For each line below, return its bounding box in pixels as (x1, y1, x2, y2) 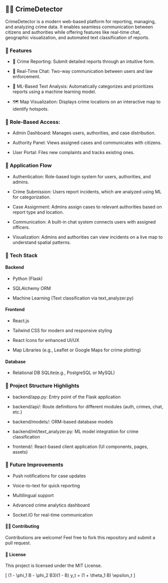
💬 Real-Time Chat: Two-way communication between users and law (12, 68, 153, 75)
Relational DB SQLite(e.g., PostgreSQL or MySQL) (12, 370, 115, 376)
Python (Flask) (12, 275, 43, 281)
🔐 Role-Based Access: (5, 119, 61, 126)
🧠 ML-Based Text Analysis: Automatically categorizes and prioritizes (12, 84, 154, 90)
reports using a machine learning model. (12, 89, 96, 95)
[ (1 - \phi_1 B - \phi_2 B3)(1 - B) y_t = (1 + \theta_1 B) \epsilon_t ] (5, 572, 135, 578)
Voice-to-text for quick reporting (12, 482, 80, 488)
